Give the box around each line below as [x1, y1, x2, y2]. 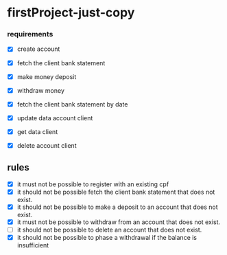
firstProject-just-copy [7, 5, 135, 21]
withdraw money [16, 86, 65, 94]
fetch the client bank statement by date [16, 100, 128, 108]
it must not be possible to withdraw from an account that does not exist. [16, 218, 221, 226]
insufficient [16, 241, 49, 250]
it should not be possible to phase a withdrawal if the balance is [16, 234, 198, 242]
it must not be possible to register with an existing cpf [16, 180, 169, 188]
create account [16, 45, 60, 53]
